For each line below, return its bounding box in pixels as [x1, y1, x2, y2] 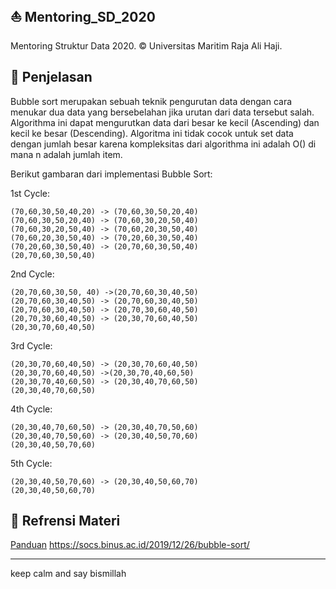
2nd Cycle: [10, 268, 55, 280]
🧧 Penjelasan [10, 69, 93, 86]
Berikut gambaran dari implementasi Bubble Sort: [10, 168, 213, 180]
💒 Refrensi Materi [10, 513, 121, 530]
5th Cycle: [10, 457, 53, 469]
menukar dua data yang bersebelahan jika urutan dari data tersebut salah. [10, 106, 315, 118]
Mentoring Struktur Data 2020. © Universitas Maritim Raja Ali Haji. [10, 39, 283, 52]
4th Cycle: [10, 403, 53, 415]
